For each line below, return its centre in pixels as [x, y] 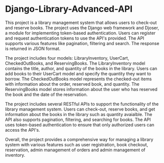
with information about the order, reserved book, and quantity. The [72, 84]
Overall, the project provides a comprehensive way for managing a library [79, 139]
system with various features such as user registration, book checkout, [77, 144]
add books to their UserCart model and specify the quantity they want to [78, 73]
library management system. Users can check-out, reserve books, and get [80, 109]
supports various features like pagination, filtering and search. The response [82, 43]
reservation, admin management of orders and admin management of [75, 150]
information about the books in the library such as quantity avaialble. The [79, 114]
